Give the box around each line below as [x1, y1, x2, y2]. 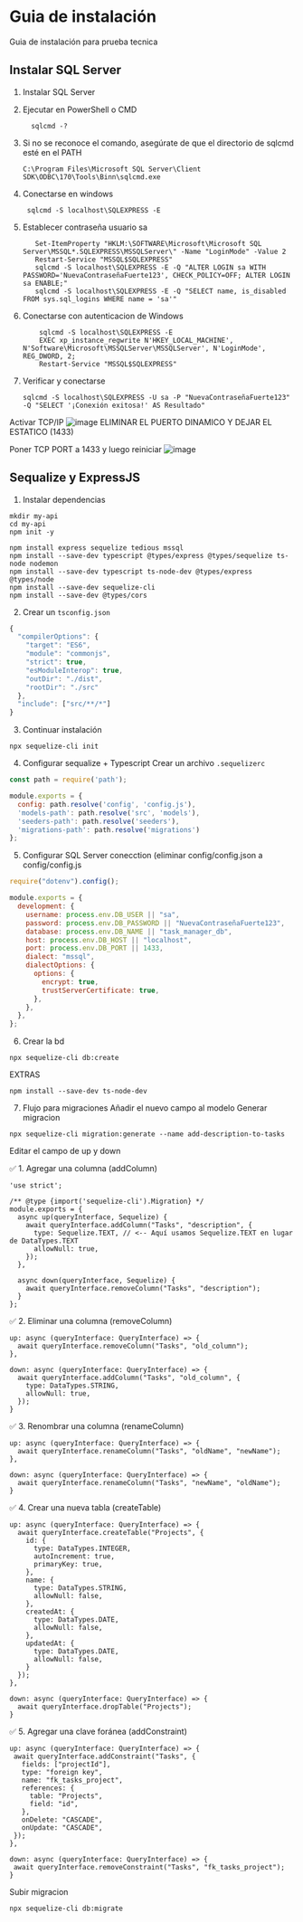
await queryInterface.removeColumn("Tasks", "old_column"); [17, 1341, 249, 1351]
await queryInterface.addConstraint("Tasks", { [13, 1752, 196, 1761]
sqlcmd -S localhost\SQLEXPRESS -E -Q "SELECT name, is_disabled [34, 287, 287, 296]
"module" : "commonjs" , [25, 649, 111, 658]
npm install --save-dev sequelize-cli [9, 582, 156, 592]
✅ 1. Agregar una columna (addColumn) [9, 1163, 158, 1174]
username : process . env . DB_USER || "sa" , [25, 910, 180, 919]
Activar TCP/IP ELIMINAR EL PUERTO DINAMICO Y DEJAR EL [9, 416, 273, 427]
